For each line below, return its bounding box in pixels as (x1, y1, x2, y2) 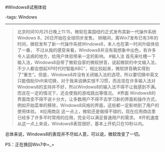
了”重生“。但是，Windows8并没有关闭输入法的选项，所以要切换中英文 (17, 72, 159, 77)
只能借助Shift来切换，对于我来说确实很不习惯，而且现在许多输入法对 (17, 78, 156, 83)
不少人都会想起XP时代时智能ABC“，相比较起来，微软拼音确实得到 (17, 66, 150, 71)
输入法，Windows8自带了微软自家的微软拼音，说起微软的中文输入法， (17, 59, 160, 65)
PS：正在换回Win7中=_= (5, 142, 55, 147)
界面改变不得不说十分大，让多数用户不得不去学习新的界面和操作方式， (17, 96, 160, 102)
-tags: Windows (5, 14, 37, 20)
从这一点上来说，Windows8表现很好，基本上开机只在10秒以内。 (17, 121, 147, 127)
